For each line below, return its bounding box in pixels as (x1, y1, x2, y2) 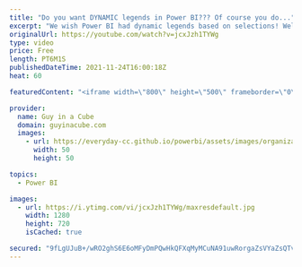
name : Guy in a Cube (17, 112, 94, 121)
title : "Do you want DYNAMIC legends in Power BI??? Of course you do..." (9, 13, 296, 22)
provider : (9, 104, 47, 113)
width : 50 (32, 145, 70, 155)
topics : (9, 169, 39, 179)
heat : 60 (9, 72, 42, 81)
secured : (9, 244, 42, 253)
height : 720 (25, 220, 70, 228)
